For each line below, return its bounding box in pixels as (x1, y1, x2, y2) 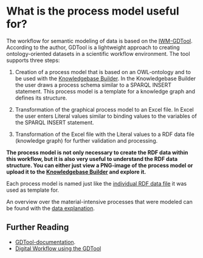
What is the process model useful (6, 4, 179, 18)
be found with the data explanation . (6, 205, 95, 212)
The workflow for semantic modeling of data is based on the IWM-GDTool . (6, 37, 193, 44)
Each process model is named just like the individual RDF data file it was (6, 180, 187, 187)
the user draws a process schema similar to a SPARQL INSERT (15, 81, 172, 89)
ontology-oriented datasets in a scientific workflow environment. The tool (6, 50, 190, 57)
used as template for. (6, 186, 60, 194)
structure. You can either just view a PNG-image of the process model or (6, 161, 193, 169)
